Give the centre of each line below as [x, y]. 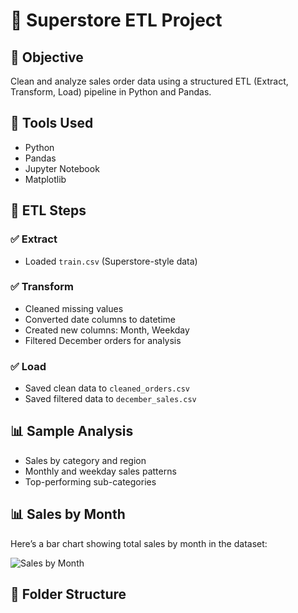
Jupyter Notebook [62, 168]
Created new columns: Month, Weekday [107, 330]
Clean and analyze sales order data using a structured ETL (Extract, [149, 81]
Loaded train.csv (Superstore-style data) [111, 261]
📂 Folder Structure [68, 594]
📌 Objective [47, 57]
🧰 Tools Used [52, 123]
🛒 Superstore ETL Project [116, 20]
